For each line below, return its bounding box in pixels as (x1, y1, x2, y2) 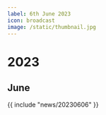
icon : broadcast (7, 17, 55, 24)
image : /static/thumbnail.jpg (7, 23, 97, 30)
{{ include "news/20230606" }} (7, 100, 99, 109)
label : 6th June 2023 (7, 10, 71, 18)
